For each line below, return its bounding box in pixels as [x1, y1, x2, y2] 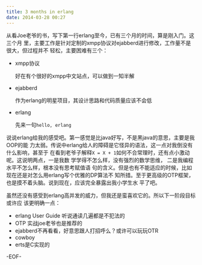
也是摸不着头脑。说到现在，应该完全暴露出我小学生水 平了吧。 [6, 178, 161, 186]
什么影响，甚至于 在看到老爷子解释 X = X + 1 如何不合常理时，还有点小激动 [6, 148, 191, 156]
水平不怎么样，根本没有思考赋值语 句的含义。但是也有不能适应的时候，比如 [6, 163, 192, 171]
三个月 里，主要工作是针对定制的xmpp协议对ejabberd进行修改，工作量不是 [6, 39, 191, 46]
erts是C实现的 [14, 241, 50, 248]
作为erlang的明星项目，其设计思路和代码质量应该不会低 [14, 97, 152, 104]
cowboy [14, 234, 35, 241]
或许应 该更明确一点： [6, 199, 61, 206]
